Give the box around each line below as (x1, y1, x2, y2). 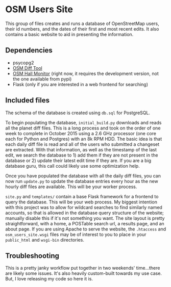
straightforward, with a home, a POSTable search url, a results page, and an (5, 220, 164, 226)
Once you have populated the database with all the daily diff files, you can (5, 172, 161, 179)
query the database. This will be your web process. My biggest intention (5, 199, 157, 205)
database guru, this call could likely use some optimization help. (5, 163, 140, 169)
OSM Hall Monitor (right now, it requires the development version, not (12, 70, 159, 76)
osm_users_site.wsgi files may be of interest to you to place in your (5, 231, 146, 238)
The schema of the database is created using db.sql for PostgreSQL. (5, 110, 151, 116)
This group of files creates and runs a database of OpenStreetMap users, (5, 20, 159, 27)
